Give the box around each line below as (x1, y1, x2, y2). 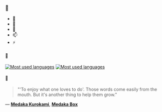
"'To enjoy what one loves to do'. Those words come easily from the (17, 86, 158, 92)
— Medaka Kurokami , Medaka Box (5, 101, 78, 107)
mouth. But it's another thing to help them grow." (17, 92, 117, 98)
